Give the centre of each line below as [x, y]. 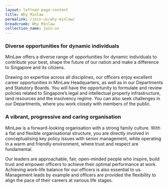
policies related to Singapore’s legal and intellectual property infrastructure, [83, 93]
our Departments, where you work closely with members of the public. [78, 104]
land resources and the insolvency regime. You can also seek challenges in [83, 99]
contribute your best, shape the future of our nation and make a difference [82, 62]
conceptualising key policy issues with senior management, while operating [83, 138]
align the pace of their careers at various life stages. [59, 180]
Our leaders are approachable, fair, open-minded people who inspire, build [82, 159]
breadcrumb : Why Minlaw [30, 24]
